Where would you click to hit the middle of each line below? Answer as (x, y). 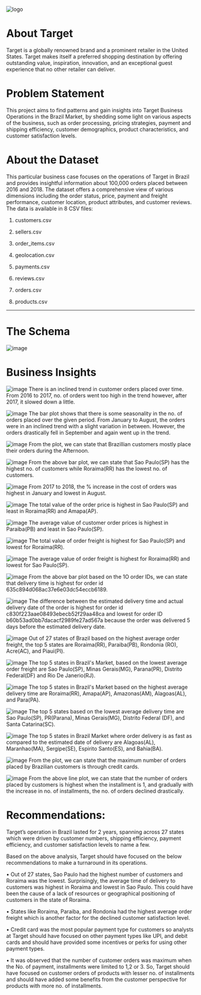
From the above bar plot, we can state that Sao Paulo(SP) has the (109, 462)
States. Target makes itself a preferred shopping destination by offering (94, 56)
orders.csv (28, 290)
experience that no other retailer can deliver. (61, 69)
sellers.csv (28, 232)
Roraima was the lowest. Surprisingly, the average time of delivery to (91, 880)
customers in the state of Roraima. (48, 900)
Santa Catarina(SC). (31, 724)
